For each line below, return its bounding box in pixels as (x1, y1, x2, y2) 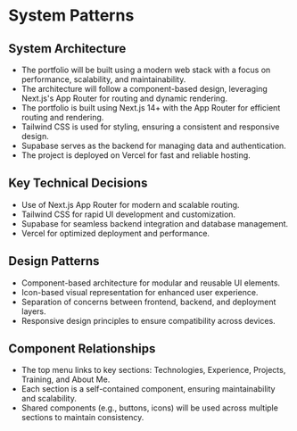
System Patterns (8, 5, 135, 26)
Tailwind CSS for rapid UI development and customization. (21, 209, 236, 220)
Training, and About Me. (21, 374, 111, 385)
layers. (21, 305, 46, 317)
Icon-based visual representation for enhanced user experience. (21, 286, 259, 297)
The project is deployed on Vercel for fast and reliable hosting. (21, 150, 251, 161)
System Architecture (8, 41, 127, 56)
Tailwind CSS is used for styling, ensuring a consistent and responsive (21, 121, 280, 132)
